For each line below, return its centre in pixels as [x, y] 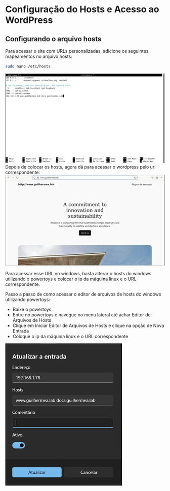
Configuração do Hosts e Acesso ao [82, 9]
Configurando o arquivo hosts [53, 39]
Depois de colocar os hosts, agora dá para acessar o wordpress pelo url [80, 167]
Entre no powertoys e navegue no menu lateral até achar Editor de [81, 315]
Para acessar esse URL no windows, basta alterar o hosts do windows [78, 274]
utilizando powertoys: [28, 300]
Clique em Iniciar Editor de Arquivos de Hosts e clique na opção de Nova [88, 325]
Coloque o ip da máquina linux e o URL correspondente [70, 337]
